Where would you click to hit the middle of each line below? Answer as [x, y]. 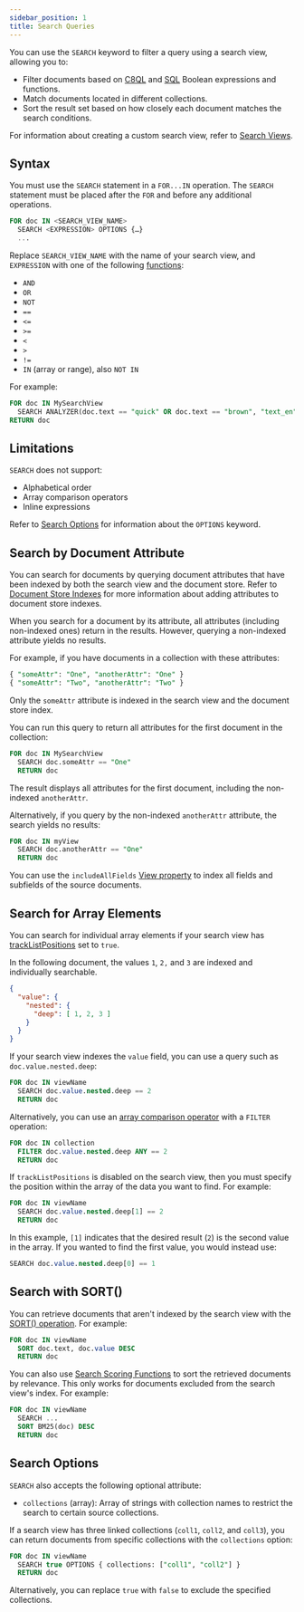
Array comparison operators [75, 497]
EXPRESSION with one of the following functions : [96, 264]
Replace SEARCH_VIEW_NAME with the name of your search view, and [133, 255]
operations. [31, 205]
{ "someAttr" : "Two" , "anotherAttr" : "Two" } [96, 683]
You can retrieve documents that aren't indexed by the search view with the [150, 1313]
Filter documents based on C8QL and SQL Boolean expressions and [149, 79]
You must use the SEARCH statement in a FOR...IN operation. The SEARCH [142, 186]
